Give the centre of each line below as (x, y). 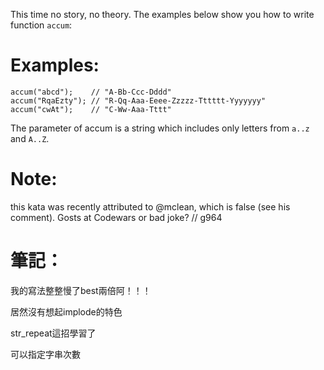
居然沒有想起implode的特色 (66, 311)
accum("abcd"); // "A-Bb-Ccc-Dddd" (91, 92)
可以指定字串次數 (45, 354)
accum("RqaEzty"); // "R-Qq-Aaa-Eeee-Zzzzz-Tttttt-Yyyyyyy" (138, 100)
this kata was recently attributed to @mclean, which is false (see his (150, 206)
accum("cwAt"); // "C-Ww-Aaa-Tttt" (91, 109)
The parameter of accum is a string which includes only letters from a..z (160, 128)
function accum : (41, 25)
